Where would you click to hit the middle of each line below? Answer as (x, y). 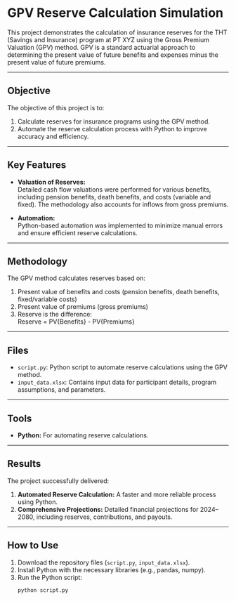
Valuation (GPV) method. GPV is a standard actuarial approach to (101, 47)
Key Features (37, 165)
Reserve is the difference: (55, 315)
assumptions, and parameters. (61, 390)
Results (24, 464)
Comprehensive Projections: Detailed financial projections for (108, 509)
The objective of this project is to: (56, 107)
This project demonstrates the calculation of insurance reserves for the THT (117, 32)
